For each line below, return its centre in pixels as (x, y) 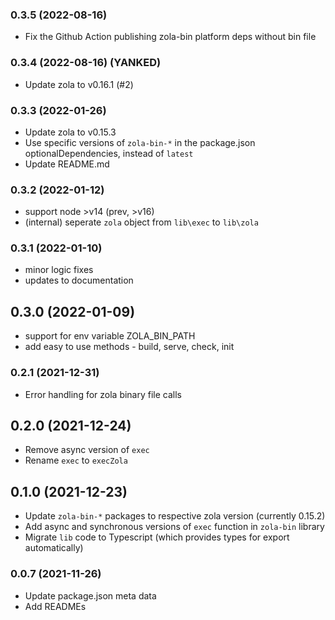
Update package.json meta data (90, 595)
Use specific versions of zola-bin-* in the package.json (140, 142)
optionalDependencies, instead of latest (109, 153)
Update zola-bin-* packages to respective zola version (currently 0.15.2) (175, 516)
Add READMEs (55, 606)
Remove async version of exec (87, 450)
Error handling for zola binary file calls (103, 394)
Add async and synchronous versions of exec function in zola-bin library (174, 527)
